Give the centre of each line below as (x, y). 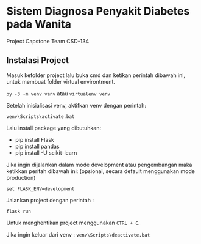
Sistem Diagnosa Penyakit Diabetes (98, 11)
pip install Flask (35, 139)
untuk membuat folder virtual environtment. (61, 81)
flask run (19, 211)
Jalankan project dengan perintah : (50, 200)
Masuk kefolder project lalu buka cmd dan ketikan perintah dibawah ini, (96, 75)
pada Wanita (39, 24)
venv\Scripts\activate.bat (41, 116)
